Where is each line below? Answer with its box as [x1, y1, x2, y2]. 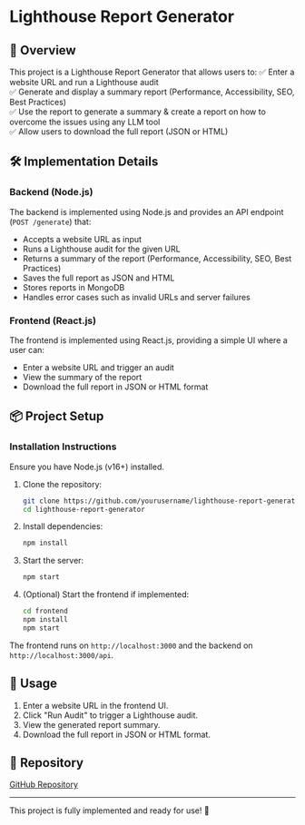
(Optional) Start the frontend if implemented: [22, 589, 190, 600]
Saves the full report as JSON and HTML [22, 272, 175, 283]
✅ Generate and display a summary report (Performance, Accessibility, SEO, [9, 86, 295, 97]
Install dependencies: [22, 521, 103, 532]
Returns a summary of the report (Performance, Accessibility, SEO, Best [22, 252, 292, 264]
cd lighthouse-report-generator [22, 505, 145, 514]
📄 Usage [9, 676, 57, 692]
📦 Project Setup [9, 408, 104, 424]
